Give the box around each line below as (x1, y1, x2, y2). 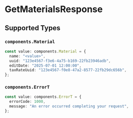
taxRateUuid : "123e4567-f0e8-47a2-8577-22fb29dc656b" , (9, 68, 127, 73)
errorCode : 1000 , (9, 99, 46, 104)
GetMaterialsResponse (5, 4, 103, 15)
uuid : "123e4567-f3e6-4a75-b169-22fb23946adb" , (9, 58, 111, 64)
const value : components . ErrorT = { (5, 94, 82, 99)
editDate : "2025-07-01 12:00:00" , (9, 63, 82, 68)
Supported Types (5, 24, 61, 32)
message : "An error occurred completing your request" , (9, 104, 129, 109)
